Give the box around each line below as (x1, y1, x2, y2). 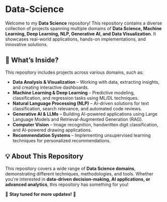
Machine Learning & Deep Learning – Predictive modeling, (12, 89, 135, 96)
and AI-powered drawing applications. (12, 127, 92, 133)
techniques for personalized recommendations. (12, 137, 111, 143)
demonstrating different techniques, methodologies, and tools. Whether (5, 170, 154, 176)
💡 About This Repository (5, 152, 84, 161)
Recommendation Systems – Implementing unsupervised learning (12, 132, 151, 138)
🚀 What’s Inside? (5, 56, 59, 65)
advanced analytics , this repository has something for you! (5, 181, 129, 187)
